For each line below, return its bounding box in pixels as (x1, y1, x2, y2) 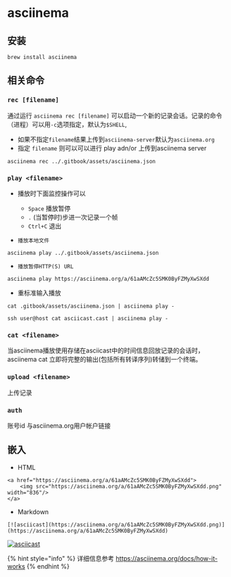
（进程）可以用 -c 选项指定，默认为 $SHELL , (7, 120, 127, 128)
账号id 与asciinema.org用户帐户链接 (7, 421, 111, 430)
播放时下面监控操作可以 (17, 189, 86, 198)
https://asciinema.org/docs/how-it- (115, 554, 218, 562)
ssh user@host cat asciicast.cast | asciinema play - (7, 315, 169, 322)
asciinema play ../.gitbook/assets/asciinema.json (7, 249, 159, 256)
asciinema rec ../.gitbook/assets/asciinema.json (7, 158, 156, 165)
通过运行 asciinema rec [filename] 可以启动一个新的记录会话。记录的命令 (7, 111, 223, 120)
